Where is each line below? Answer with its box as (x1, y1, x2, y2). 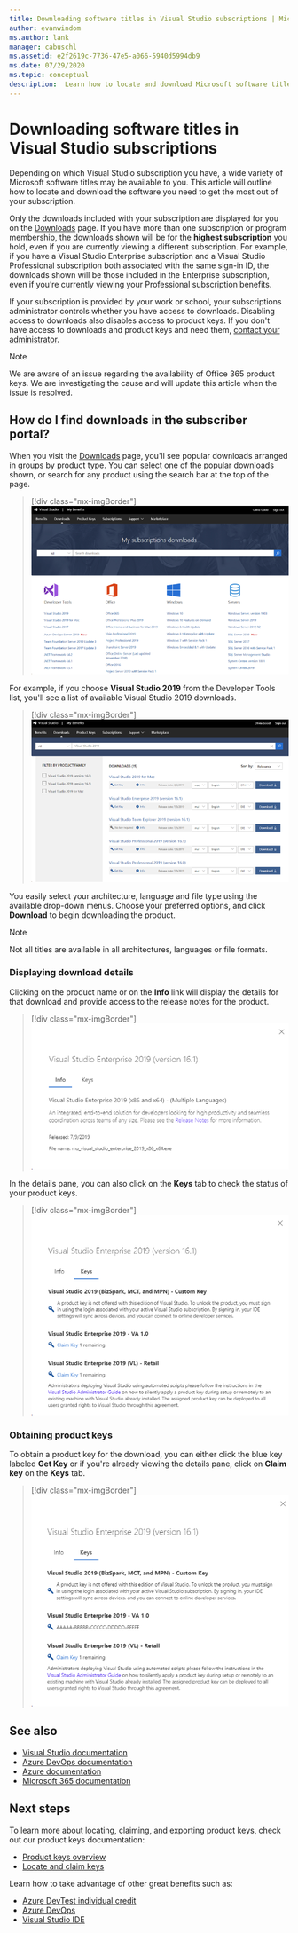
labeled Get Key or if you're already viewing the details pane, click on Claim (9, 1458, 286, 1469)
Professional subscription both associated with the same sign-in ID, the (9, 260, 270, 271)
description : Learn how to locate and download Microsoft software (9, 80, 268, 89)
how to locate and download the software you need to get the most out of (9, 186, 278, 197)
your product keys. (9, 1187, 78, 1198)
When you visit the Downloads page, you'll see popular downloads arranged (9, 450, 288, 461)
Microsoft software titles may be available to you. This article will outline (9, 177, 272, 187)
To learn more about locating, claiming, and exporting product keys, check (9, 1825, 281, 1835)
